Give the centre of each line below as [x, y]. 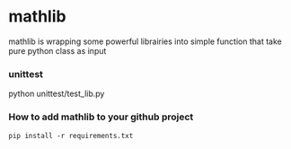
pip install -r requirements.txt [71, 136]
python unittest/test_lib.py [57, 94]
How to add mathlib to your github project [101, 117]
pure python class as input [57, 50]
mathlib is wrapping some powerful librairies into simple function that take [145, 41]
